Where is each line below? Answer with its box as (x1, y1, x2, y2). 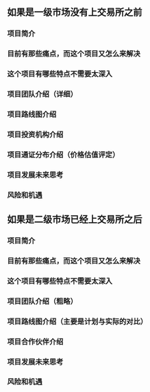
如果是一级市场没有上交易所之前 (7, 6, 142, 19)
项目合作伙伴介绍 (7, 336, 64, 346)
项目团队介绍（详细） (7, 89, 77, 99)
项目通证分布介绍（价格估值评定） (7, 150, 120, 160)
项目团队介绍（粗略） (7, 296, 77, 306)
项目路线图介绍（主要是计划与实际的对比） (7, 316, 148, 326)
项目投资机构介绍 (7, 129, 64, 139)
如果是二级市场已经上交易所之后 (7, 214, 142, 226)
